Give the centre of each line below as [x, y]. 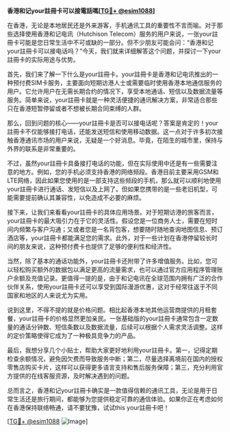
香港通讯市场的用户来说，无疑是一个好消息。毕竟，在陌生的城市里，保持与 [118, 140]
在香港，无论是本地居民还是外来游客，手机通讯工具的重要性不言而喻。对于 [112, 25]
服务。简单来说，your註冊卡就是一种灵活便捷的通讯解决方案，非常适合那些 [112, 100]
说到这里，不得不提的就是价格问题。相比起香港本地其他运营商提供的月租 [109, 310]
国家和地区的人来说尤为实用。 [49, 295]
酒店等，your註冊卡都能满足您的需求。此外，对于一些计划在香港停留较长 [110, 238]
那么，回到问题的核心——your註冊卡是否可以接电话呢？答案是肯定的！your [113, 123]
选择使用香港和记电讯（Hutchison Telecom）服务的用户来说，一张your [112, 34]
